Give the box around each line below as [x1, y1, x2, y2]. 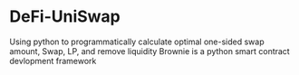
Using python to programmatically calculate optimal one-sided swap [9, 36, 265, 47]
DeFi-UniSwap [9, 6, 121, 27]
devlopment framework [9, 55, 97, 66]
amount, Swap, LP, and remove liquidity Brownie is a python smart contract [9, 45, 290, 56]
